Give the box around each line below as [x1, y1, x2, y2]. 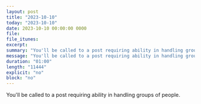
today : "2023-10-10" [6, 20, 58, 26]
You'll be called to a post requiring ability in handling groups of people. [6, 92, 181, 99]
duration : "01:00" [6, 58, 52, 64]
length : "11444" [6, 64, 47, 70]
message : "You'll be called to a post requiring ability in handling [6, 53, 184, 59]
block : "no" [6, 75, 36, 81]
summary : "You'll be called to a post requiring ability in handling [6, 48, 184, 53]
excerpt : [6, 42, 28, 48]
